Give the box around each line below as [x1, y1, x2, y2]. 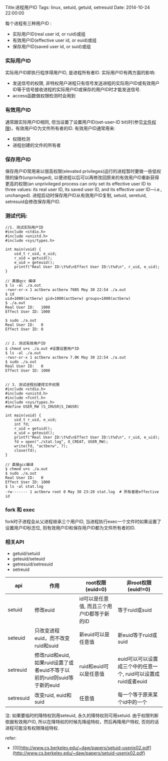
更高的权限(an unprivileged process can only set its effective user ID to [5, 180, 151, 186]
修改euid [34, 606, 55, 613]
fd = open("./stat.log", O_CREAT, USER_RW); [14, 439, 108, 445]
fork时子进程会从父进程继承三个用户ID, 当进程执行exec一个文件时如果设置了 [5, 518, 161, 525]
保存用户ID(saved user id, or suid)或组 [12, 44, 91, 49]
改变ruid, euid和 [34, 691, 71, 698]
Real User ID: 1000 [5, 305, 50, 310]
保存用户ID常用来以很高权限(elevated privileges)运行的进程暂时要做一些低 [5, 168, 157, 174]
